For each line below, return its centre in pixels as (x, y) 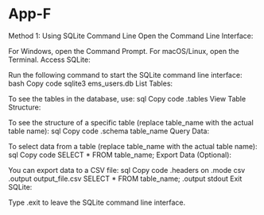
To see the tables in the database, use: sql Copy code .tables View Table (127, 98)
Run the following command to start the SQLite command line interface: (125, 75)
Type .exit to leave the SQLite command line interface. (97, 202)
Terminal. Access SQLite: (49, 60)
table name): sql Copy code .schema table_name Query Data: (109, 131)
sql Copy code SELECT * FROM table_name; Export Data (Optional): (120, 155)
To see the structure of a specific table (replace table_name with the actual (131, 122)
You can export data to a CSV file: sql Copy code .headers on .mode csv (127, 170)
